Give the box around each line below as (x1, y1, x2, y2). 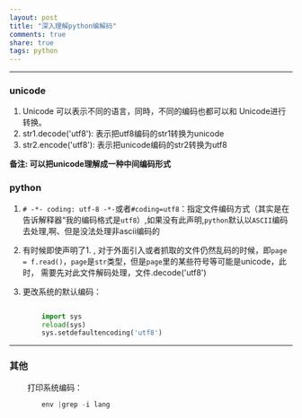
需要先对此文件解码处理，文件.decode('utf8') (40, 266, 207, 278)
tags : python (9, 47, 58, 56)
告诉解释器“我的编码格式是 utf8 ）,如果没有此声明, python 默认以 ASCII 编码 (22, 214, 289, 225)
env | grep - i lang (41, 400, 111, 409)
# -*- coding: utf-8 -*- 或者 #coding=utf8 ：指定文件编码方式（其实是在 (22, 203, 290, 213)
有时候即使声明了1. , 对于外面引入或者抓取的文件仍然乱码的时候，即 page (22, 244, 288, 256)
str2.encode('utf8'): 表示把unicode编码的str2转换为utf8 (22, 140, 227, 151)
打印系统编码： (26, 382, 83, 393)
